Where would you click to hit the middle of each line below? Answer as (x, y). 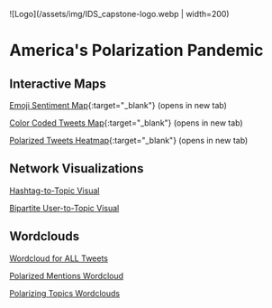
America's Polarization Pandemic (136, 51)
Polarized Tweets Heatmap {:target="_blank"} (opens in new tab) (129, 140)
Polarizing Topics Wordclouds (64, 293)
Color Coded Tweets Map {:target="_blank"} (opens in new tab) (126, 123)
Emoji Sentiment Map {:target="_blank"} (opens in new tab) (118, 105)
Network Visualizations (77, 168)
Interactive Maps (58, 84)
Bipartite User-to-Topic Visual (64, 208)
